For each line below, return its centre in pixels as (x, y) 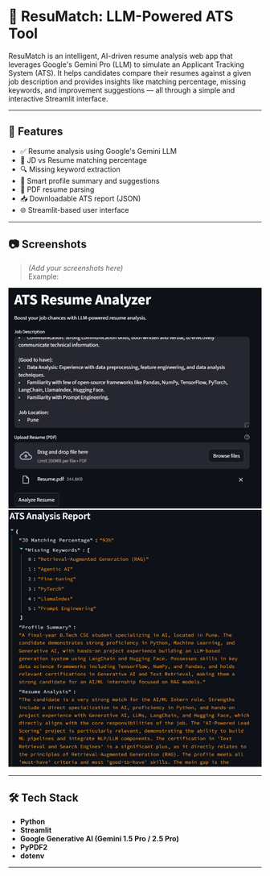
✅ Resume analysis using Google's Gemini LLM (98, 151)
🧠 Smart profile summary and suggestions (90, 181)
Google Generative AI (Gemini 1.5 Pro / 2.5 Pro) (99, 838)
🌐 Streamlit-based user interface (74, 210)
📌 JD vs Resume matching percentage (83, 160)
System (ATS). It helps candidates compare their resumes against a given (130, 73)
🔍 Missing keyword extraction (70, 169)
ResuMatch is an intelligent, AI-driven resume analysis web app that (121, 56)
